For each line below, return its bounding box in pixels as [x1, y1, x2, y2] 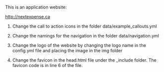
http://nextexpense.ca [5, 14, 51, 19]
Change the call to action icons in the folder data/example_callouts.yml [12, 23, 157, 29]
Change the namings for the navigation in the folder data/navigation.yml [12, 33, 160, 38]
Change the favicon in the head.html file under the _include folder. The [12, 57, 157, 63]
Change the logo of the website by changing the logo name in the [12, 42, 146, 48]
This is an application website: [5, 4, 67, 10]
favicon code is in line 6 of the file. [12, 63, 83, 68]
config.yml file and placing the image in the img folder [12, 48, 123, 53]
